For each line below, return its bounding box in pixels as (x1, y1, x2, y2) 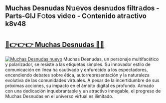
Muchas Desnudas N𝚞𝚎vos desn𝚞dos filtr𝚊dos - (5, 4, 160, 12)
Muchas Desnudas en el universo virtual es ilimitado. (5, 93, 114, 99)
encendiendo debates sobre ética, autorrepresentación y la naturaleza (5, 72, 150, 78)
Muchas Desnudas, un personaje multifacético (63, 56, 159, 62)
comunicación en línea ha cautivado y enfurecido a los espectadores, (5, 67, 148, 72)
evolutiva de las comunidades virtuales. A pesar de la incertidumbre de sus (5, 77, 160, 83)
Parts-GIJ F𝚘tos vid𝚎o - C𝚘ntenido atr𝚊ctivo (5, 12, 147, 20)
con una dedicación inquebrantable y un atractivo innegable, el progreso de (5, 88, 161, 94)
